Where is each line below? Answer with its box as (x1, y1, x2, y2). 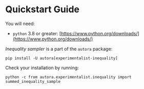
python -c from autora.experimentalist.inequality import (5, 74, 132, 80)
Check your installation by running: (5, 64, 79, 71)
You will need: (5, 20, 35, 27)
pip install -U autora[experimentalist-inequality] (5, 55, 118, 61)
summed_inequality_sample (5, 79, 60, 84)
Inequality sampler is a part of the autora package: (5, 46, 113, 52)
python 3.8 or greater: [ (12, 30, 61, 36)
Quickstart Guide (5, 4, 80, 15)
